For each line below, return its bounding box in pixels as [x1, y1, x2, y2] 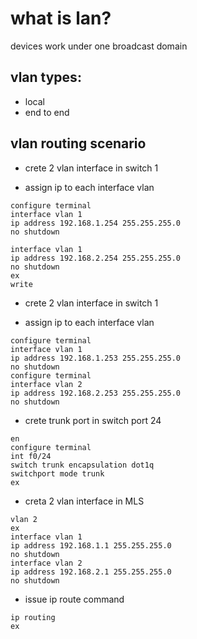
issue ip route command [24, 593, 125, 605]
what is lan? [10, 7, 112, 30]
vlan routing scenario [10, 135, 147, 152]
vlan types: [10, 69, 82, 86]
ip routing [10, 612, 56, 622]
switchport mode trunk [10, 468, 105, 479]
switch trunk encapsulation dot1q [10, 460, 155, 470]
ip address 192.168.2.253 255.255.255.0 [10, 388, 182, 398]
